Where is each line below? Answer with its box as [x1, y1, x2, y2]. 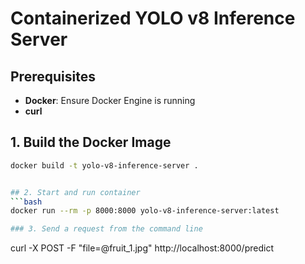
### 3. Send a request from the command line [10, 224, 203, 234]
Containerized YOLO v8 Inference [10, 7, 296, 30]
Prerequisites [10, 68, 96, 85]
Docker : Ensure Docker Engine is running [24, 95, 196, 106]
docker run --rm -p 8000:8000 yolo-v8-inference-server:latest [10, 206, 280, 216]
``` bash [10, 197, 43, 207]
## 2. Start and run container [10, 187, 141, 197]
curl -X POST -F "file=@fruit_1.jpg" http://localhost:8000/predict [10, 242, 274, 254]
